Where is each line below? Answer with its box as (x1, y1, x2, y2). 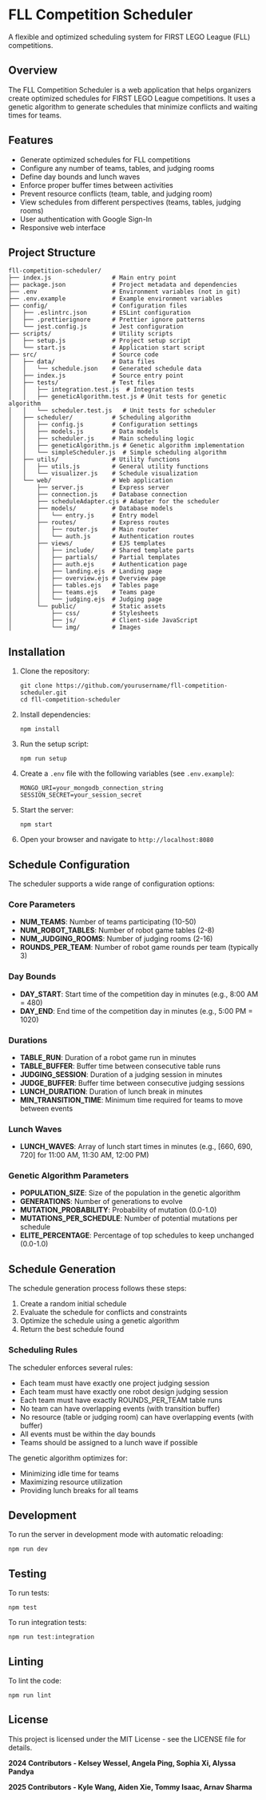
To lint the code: (8, 1676, 62, 1686)
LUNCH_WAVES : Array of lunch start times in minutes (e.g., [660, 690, (19, 1142, 253, 1151)
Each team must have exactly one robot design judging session (19, 1386, 228, 1396)
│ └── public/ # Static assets (8, 602, 166, 610)
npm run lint (8, 1691, 52, 1699)
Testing (8, 1567, 47, 1580)
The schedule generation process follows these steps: (8, 1284, 187, 1293)
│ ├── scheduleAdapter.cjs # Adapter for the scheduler (8, 498, 220, 506)
